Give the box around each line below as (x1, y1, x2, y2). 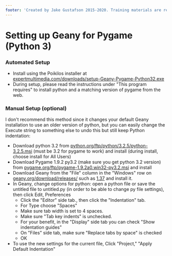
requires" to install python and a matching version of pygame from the (12, 87, 161, 93)
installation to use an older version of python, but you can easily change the (5, 122, 165, 128)
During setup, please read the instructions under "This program (12, 81, 147, 88)
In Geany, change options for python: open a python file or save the (12, 181, 156, 187)
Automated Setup (5, 58, 50, 66)
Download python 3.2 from (12, 143, 70, 149)
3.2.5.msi (12, 148, 32, 154)
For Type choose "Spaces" (20, 203, 78, 209)
